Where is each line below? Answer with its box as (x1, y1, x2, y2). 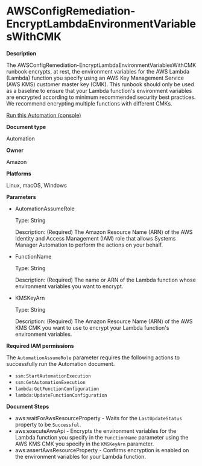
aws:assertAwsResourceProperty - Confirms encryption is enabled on (14, 446, 189, 453)
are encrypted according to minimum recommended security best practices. (6, 93, 196, 101)
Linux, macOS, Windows (6, 181, 68, 189)
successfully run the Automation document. (6, 360, 115, 367)
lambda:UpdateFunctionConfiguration (14, 392, 107, 398)
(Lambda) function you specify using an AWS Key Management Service (6, 74, 184, 81)
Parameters (6, 193, 36, 200)
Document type (6, 123, 46, 130)
